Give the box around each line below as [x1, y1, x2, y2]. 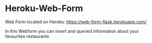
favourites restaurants [5, 33, 50, 39]
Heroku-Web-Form [5, 3, 83, 14]
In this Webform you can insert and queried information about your [5, 28, 139, 34]
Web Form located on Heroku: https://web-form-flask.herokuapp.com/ [5, 19, 147, 25]
